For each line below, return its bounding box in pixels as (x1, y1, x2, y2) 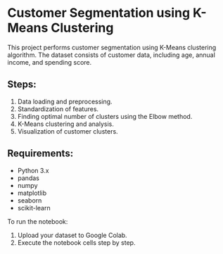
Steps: (7, 79, 37, 91)
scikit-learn (17, 203, 51, 212)
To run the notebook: (7, 217, 68, 226)
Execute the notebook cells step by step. (17, 238, 136, 247)
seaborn (17, 196, 42, 205)
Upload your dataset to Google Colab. (17, 231, 128, 239)
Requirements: (7, 148, 74, 160)
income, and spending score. (7, 58, 92, 66)
